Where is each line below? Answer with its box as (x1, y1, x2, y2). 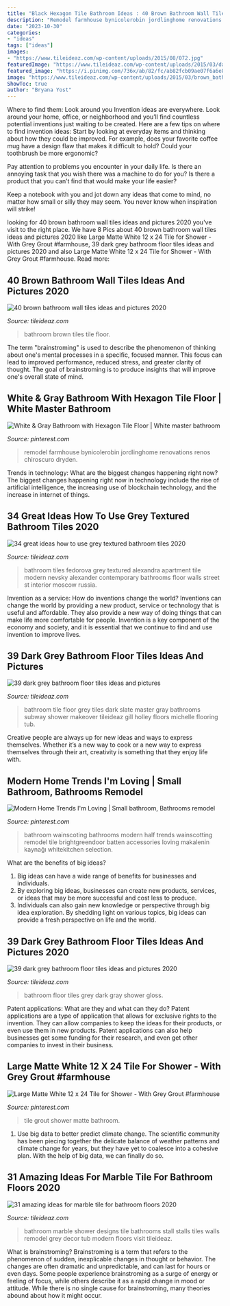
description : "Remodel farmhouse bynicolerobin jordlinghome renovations (7, 16, 222, 23)
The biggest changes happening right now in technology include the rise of (7, 476, 220, 484)
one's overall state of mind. (7, 372, 84, 381)
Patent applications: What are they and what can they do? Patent (7, 1005, 190, 1012)
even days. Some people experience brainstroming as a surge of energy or (7, 1269, 218, 1277)
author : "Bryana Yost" (7, 86, 72, 93)
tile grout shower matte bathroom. (23, 1116, 120, 1124)
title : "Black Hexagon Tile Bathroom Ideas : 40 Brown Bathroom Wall (7, 10, 210, 17)
